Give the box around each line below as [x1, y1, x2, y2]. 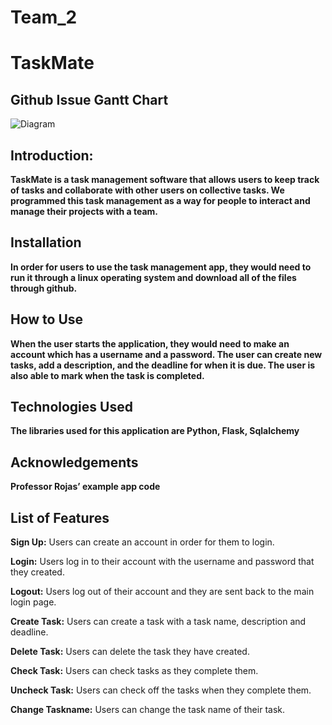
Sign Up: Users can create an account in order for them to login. [10, 536, 275, 548]
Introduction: [10, 147, 94, 164]
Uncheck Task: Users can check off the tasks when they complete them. [10, 684, 312, 696]
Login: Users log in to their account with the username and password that [10, 556, 315, 568]
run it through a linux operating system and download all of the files [10, 271, 297, 283]
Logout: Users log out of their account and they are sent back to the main [10, 586, 315, 598]
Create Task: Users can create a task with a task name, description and [10, 616, 307, 628]
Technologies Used [10, 399, 133, 416]
